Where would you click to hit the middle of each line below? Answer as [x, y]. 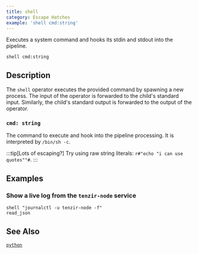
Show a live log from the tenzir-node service [71, 196]
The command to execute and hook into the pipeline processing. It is [90, 135]
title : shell [22, 12]
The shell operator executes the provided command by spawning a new [95, 89]
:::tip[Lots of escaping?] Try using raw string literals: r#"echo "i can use [95, 153]
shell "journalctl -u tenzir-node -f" [54, 208]
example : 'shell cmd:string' [42, 23]
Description [28, 75]
